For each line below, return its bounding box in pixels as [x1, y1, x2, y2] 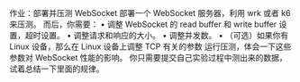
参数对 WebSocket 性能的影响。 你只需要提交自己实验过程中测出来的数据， [9, 53, 288, 62]
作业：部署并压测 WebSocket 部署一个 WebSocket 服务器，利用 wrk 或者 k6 [9, 8, 291, 18]
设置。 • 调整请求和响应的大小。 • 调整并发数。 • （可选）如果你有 [40, 30, 289, 40]
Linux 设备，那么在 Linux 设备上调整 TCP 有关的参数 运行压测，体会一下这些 [9, 41, 292, 52]
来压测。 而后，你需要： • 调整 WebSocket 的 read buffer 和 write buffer [9, 19, 277, 29]
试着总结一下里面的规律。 [9, 63, 105, 74]
